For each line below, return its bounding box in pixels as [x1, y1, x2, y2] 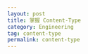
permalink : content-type [7, 36, 80, 43]
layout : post [7, 10, 46, 18]
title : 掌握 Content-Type [7, 17, 81, 24]
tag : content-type [7, 29, 61, 37]
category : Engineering [7, 23, 74, 30]
